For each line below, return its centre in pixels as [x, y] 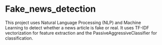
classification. [19, 38]
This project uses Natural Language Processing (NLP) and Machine [73, 22]
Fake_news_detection [51, 9]
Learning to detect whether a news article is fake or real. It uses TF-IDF [77, 27]
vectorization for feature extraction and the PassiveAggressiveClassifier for [81, 33]
